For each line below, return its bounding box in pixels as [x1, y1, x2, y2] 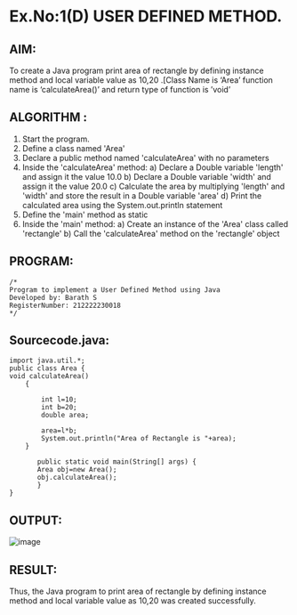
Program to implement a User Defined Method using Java [9, 285, 221, 295]
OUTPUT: [9, 513, 62, 528]
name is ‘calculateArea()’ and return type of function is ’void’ [9, 85, 231, 94]
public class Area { [9, 364, 86, 373]
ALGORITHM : [9, 109, 87, 125]
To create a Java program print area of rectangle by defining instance [9, 65, 264, 76]
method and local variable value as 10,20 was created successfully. [9, 595, 256, 606]
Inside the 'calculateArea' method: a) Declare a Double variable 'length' [21, 162, 284, 173]
